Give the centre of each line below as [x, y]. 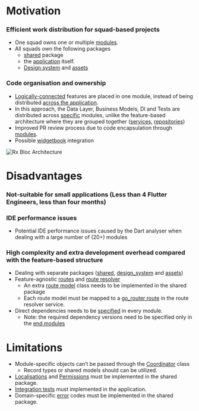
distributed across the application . [56, 102]
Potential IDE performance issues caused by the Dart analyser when [98, 231]
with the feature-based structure [55, 260]
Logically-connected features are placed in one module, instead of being [104, 96]
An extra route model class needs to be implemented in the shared [105, 285]
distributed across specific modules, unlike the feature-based [90, 115]
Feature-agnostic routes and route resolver [67, 279]
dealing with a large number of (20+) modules [71, 237]
